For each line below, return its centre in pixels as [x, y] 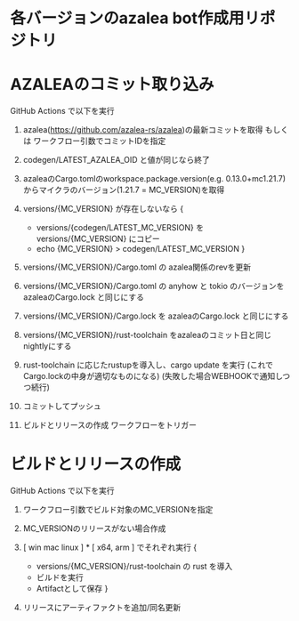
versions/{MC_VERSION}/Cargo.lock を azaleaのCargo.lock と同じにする [156, 316]
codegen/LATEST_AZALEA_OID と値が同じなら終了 [116, 160]
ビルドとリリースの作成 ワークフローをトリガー [110, 425]
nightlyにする [47, 346]
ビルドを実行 [60, 577]
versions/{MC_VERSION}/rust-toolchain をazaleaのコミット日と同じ [147, 335]
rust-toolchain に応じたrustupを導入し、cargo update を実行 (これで [148, 365]
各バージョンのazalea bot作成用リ [135, 18]
